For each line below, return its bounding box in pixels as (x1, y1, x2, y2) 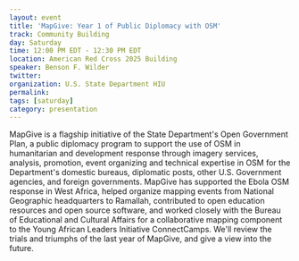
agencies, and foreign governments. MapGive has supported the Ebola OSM (9, 176, 290, 188)
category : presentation (9, 105, 98, 114)
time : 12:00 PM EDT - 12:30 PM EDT (9, 46, 142, 55)
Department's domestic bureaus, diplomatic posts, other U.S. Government (9, 167, 282, 178)
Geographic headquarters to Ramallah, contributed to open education (9, 196, 265, 206)
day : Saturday (9, 38, 62, 47)
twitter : (9, 72, 42, 80)
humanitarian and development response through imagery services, (9, 148, 259, 159)
